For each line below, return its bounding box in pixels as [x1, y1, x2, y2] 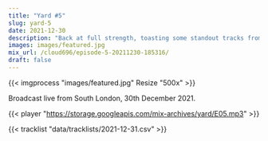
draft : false [8, 57, 52, 65]
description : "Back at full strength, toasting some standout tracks [8, 33, 245, 42]
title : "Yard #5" [8, 11, 66, 20]
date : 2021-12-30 [8, 26, 66, 34]
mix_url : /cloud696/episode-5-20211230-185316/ [8, 49, 170, 57]
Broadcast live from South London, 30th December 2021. [8, 93, 196, 103]
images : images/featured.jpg [8, 41, 105, 49]
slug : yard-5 [8, 19, 52, 27]
